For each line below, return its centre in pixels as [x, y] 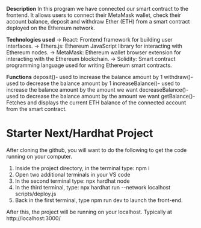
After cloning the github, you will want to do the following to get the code [97, 150]
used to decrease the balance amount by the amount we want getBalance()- [101, 96]
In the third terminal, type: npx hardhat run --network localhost [93, 187]
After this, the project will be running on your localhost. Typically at [89, 212]
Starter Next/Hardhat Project [80, 134]
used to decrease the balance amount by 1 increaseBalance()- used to [93, 83]
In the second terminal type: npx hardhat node [73, 181]
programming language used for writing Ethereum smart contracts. [89, 65]
